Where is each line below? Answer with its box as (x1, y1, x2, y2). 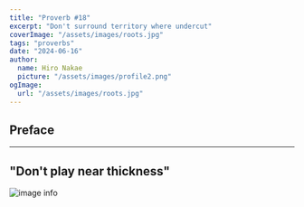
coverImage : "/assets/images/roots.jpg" (9, 30, 165, 39)
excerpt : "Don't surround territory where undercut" (9, 22, 213, 31)
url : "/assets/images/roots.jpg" (17, 89, 144, 98)
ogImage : (9, 80, 43, 89)
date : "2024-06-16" (9, 47, 83, 56)
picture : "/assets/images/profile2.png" (17, 72, 172, 81)
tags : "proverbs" (9, 38, 75, 48)
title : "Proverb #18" (9, 13, 91, 23)
